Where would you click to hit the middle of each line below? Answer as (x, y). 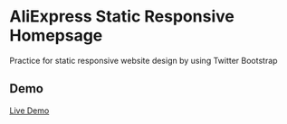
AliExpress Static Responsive (122, 17)
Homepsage (56, 35)
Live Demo (29, 111)
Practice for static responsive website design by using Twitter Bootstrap (143, 60)
